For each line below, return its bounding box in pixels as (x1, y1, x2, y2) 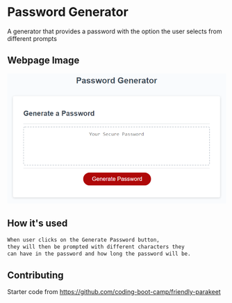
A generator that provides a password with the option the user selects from (7, 27, 222, 35)
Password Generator (7, 4, 129, 20)
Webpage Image (7, 55, 80, 67)
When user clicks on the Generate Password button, (7, 236, 160, 243)
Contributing (7, 269, 64, 281)
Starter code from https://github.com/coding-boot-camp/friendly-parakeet (7, 287, 221, 295)
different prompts (7, 34, 58, 42)
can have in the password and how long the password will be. (7, 250, 191, 257)
